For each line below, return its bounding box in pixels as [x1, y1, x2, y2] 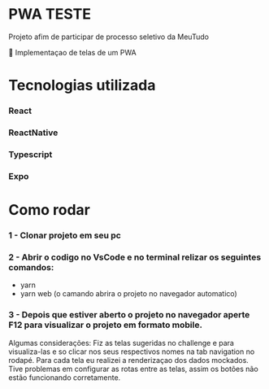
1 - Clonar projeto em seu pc [8, 229, 122, 241]
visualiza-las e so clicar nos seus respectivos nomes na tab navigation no [8, 347, 255, 356]
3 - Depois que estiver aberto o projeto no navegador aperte [8, 309, 250, 321]
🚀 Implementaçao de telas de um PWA [8, 47, 137, 57]
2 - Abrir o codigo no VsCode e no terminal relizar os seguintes [8, 251, 262, 263]
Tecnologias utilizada [8, 76, 156, 94]
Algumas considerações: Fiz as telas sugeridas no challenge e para [8, 338, 234, 347]
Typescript [8, 148, 53, 160]
